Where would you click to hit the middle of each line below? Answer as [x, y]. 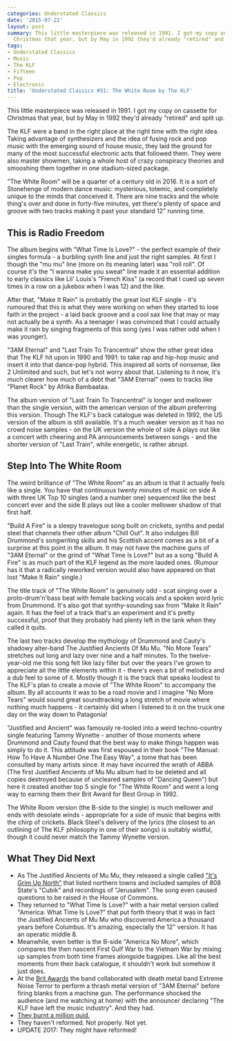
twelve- [201, 655]
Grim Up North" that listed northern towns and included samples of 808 [119, 882]
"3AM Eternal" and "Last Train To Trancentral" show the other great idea [110, 350]
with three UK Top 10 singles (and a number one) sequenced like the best [112, 497]
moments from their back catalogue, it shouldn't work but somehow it [116, 963]
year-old [19, 663]
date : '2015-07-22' [35, 20]
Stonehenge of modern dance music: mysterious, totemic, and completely [113, 189]
